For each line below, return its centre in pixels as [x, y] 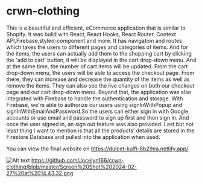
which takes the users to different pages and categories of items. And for [97, 47]
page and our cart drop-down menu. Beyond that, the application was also [99, 92]
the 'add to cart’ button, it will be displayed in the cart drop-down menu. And [101, 60]
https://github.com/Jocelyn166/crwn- [77, 160]
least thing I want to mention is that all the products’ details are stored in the [100, 130]
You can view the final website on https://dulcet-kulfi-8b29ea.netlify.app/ [97, 149]
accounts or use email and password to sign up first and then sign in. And [98, 117]
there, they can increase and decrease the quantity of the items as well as [98, 79]
